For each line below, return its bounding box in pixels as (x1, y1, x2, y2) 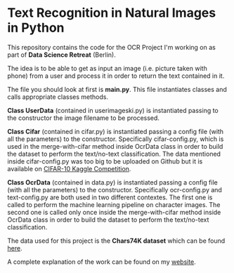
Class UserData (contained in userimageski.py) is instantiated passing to (7, 106, 219, 114)
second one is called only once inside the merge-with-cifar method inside (7, 208, 221, 216)
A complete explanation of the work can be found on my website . (7, 258, 197, 266)
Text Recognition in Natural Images (7, 5, 216, 21)
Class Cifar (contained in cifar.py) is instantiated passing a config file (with (7, 127, 223, 135)
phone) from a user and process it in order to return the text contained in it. (7, 72, 225, 80)
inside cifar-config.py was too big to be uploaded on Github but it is (7, 157, 203, 166)
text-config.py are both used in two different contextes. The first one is (7, 193, 213, 201)
